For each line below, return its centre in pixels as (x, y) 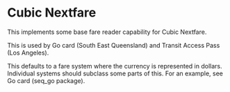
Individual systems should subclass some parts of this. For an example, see (115, 73)
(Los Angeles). (28, 53)
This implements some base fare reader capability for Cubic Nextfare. (107, 32)
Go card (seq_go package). (46, 80)
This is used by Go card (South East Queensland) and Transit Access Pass (114, 45)
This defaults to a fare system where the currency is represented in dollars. (115, 66)
